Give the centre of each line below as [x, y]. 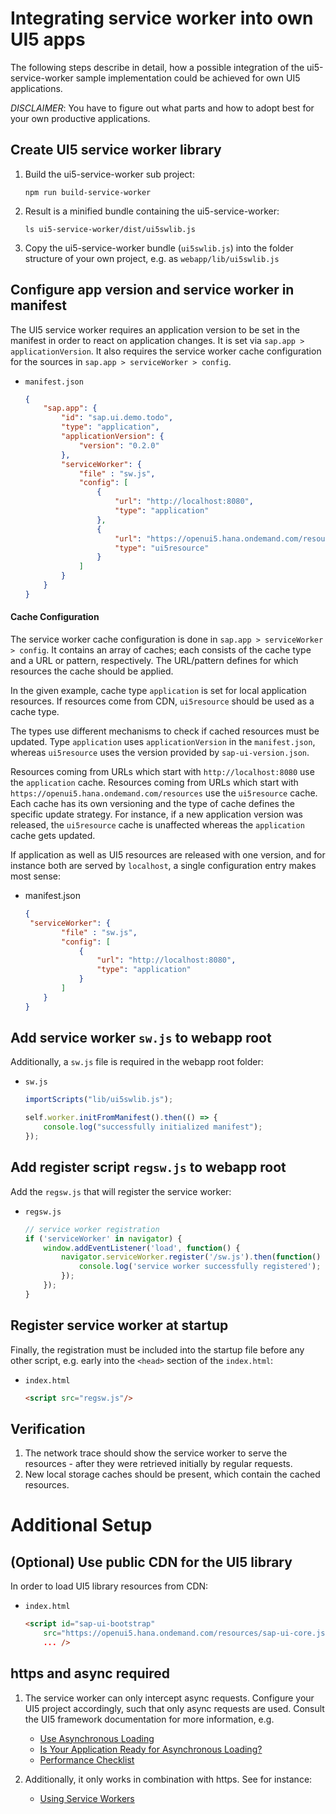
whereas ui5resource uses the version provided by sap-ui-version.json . [160, 753]
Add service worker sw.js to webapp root [141, 1038]
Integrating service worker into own [162, 18]
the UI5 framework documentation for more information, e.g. [149, 1719]
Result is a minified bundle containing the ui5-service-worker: [152, 211]
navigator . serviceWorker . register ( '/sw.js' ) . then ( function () [191, 1257]
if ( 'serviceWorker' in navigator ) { [103, 1238]
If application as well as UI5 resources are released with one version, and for [168, 855]
